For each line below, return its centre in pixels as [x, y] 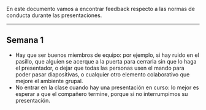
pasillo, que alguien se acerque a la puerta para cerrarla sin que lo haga [106, 61]
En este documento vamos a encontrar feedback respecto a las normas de [101, 9]
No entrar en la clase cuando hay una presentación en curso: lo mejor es [107, 87]
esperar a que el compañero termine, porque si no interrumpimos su [101, 94]
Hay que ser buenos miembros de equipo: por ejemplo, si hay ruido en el [107, 55]
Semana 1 [25, 40]
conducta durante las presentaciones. [54, 15]
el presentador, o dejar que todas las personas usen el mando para [100, 68]
